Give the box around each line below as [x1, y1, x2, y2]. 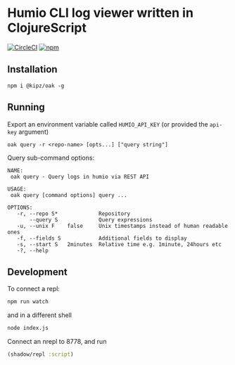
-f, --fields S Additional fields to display [16, 234, 188, 242]
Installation [7, 63, 58, 75]
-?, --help [16, 247, 49, 254]
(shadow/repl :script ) [7, 351, 74, 358]
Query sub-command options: [7, 153, 95, 162]
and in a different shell [7, 311, 72, 319]
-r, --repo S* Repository [16, 210, 131, 217]
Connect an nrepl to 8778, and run [7, 338, 107, 346]
